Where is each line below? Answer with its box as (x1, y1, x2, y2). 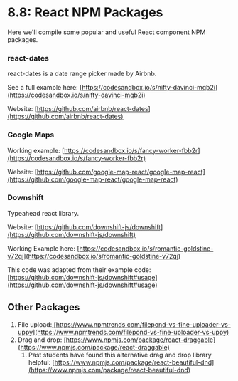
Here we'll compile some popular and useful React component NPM (7, 28, 206, 36)
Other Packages (7, 301, 80, 313)
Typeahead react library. (7, 209, 80, 217)
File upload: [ (17, 320, 57, 328)
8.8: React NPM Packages (7, 4, 163, 21)
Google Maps (7, 130, 55, 140)
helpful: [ (28, 357, 55, 367)
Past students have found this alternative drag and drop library (28, 350, 212, 359)
